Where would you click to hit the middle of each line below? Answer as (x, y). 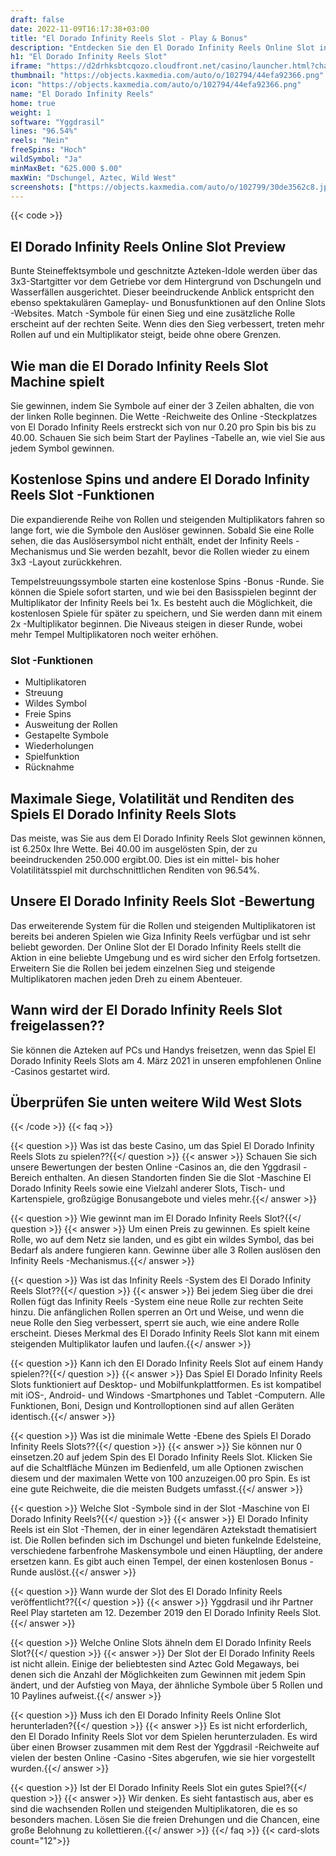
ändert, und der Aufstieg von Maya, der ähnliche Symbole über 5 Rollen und (166, 1685)
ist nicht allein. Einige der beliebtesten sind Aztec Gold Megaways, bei (155, 1664)
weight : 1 (31, 112)
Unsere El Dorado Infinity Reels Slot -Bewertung (163, 901)
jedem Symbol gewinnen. (62, 448)
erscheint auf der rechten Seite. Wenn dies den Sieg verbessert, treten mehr (167, 324)
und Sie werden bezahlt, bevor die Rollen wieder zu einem (189, 551)
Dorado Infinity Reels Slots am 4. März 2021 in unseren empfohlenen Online (166, 1060)
